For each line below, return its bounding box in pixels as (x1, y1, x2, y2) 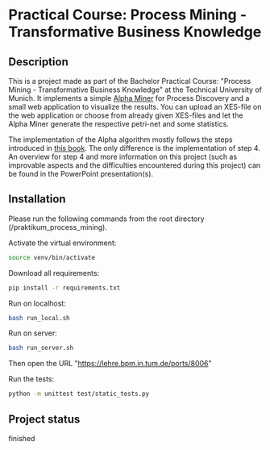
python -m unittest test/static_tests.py (8, 390, 150, 398)
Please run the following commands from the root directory (8, 214, 205, 223)
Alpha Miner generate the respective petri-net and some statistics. (8, 119, 230, 128)
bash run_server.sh (8, 344, 74, 352)
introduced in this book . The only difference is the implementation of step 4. (8, 144, 260, 152)
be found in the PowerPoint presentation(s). (8, 169, 154, 178)
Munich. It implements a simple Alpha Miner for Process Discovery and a (8, 94, 250, 102)
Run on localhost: (8, 298, 66, 308)
